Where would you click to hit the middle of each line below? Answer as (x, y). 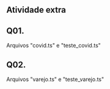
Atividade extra (36, 10)
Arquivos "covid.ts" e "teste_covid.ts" (53, 46)
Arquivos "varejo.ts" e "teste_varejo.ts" (55, 79)
